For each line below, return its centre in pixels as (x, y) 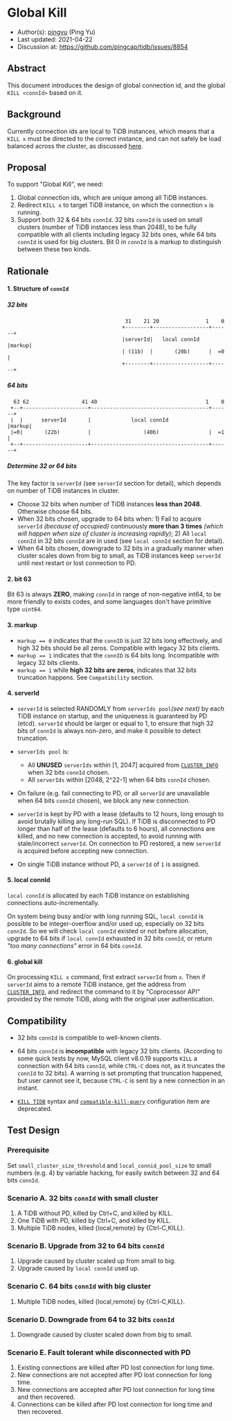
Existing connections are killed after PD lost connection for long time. (116, 1368)
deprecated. (35, 1109)
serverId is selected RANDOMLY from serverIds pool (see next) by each (121, 708)
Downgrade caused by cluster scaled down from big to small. (105, 1334)
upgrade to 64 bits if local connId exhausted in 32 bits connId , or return (110, 938)
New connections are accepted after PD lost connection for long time (116, 1390)
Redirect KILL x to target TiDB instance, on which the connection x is (115, 205)
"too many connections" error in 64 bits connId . (75, 946)
